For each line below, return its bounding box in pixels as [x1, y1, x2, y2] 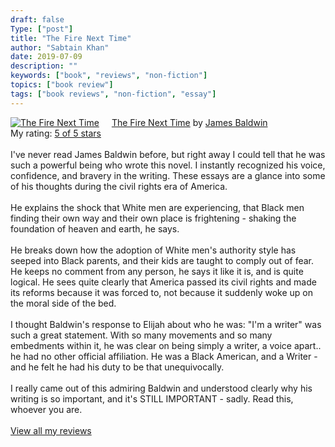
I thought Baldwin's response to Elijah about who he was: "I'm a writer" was [10, 318, 322, 330]
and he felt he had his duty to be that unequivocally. [10, 361, 225, 373]
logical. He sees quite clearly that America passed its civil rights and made [10, 276, 317, 288]
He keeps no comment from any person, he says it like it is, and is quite [10, 265, 304, 277]
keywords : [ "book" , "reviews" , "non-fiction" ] [10, 71, 208, 81]
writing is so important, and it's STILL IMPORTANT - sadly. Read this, [10, 392, 294, 405]
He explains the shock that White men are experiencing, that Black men [10, 201, 305, 213]
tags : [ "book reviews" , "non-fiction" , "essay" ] [10, 89, 217, 99]
